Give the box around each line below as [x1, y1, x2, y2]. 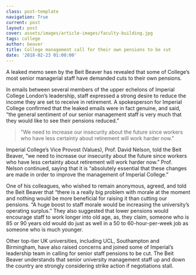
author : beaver [6, 42, 43, 47]
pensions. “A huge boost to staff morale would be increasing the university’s [6, 201, 190, 208]
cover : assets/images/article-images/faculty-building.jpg [6, 30, 153, 36]
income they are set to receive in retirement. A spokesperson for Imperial [6, 98, 183, 106]
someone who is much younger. [6, 226, 84, 233]
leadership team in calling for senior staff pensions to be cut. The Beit [6, 250, 174, 257]
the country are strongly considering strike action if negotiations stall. [6, 262, 174, 269]
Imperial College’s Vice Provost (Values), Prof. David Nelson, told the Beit [6, 146, 182, 153]
